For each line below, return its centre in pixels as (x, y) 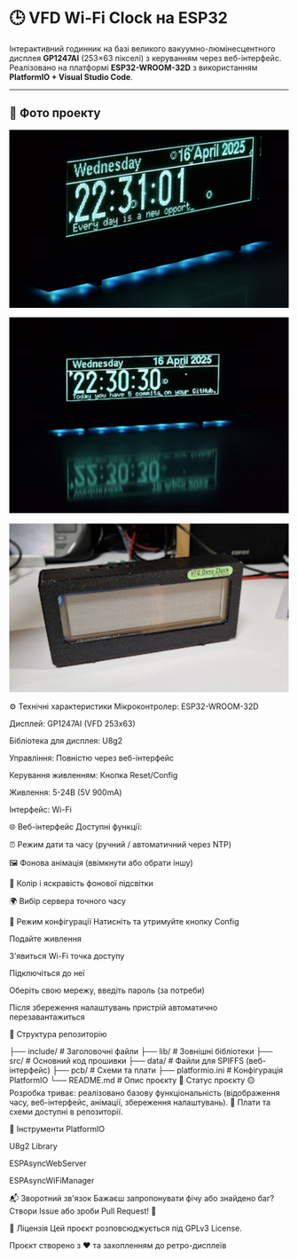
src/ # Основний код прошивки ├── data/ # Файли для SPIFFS (127, 1061)
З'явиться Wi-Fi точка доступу (67, 956)
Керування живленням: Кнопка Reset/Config (94, 775)
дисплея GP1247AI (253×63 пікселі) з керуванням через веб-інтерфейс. (145, 58)
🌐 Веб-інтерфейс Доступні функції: (76, 827)
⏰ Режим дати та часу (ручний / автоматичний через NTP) (121, 845)
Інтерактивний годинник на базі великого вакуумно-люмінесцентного (142, 48)
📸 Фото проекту (55, 113)
